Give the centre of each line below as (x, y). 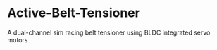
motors (18, 39)
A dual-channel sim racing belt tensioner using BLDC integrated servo (109, 32)
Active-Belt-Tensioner (74, 13)
